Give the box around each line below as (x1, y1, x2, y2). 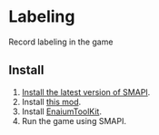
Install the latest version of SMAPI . (21, 86, 151, 97)
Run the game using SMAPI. (21, 115, 126, 126)
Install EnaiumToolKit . (21, 106, 102, 117)
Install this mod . (21, 96, 82, 107)
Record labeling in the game (8, 36, 114, 47)
